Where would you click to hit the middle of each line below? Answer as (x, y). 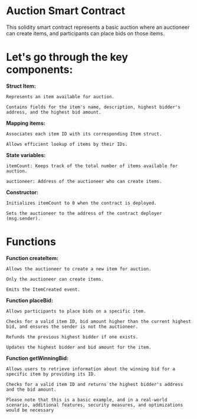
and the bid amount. (32, 390)
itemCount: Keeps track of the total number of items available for (92, 166)
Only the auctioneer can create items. (55, 279)
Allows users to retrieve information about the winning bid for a (91, 369)
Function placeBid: (29, 300)
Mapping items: (26, 123)
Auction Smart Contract (66, 11)
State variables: (26, 155)
